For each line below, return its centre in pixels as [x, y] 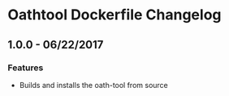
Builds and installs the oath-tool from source [93, 85]
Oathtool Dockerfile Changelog [114, 15]
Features [26, 68]
